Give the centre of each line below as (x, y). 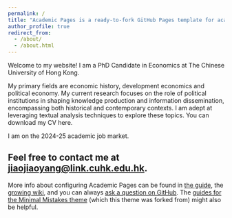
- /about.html (34, 46)
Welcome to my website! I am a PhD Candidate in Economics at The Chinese (116, 65)
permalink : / (27, 13)
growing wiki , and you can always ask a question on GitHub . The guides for (115, 192)
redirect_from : (30, 33)
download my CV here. (40, 122)
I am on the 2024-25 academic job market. (68, 136)
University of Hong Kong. (44, 72)
